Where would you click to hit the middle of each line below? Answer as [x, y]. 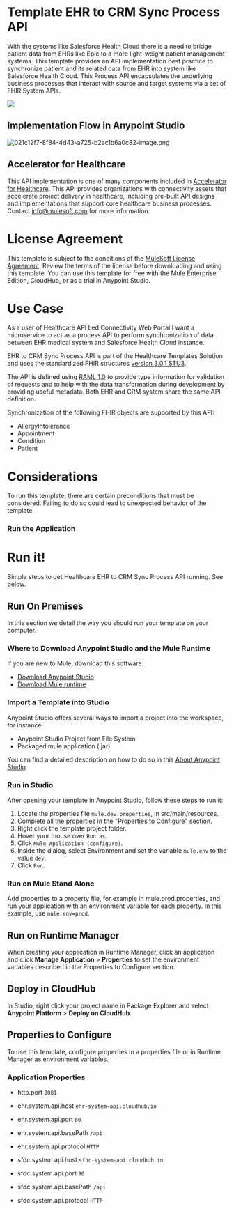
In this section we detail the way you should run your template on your [108, 623]
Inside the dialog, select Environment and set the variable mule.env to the [122, 850]
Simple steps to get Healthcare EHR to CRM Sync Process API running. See [115, 577]
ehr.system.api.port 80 [49, 1119]
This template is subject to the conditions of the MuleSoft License [101, 258]
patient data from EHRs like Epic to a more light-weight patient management [116, 54]
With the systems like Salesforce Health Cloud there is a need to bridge [110, 46]
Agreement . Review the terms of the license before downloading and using [115, 265]
